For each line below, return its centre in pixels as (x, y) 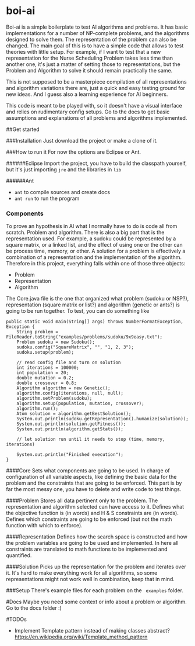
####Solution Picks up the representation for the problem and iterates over (96, 567)
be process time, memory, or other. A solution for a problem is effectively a (96, 251)
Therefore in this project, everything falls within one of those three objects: (96, 264)
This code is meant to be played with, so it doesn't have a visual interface (94, 105)
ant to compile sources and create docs (62, 192)
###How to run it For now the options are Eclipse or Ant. (74, 152)
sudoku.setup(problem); (45, 353)
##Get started (23, 129)
